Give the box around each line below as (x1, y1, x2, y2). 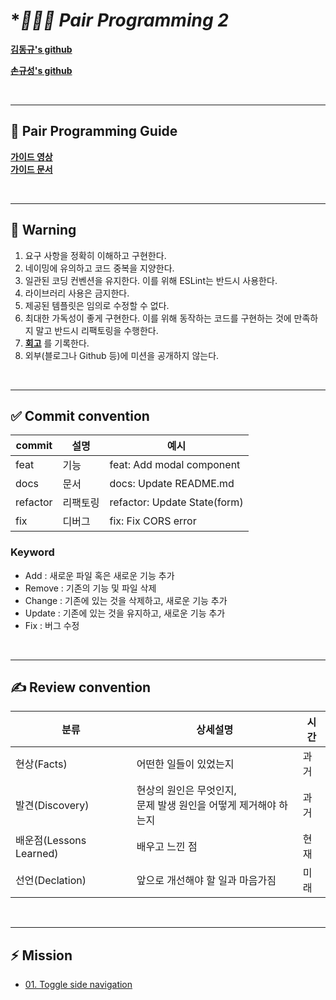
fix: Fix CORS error (109, 514, 197, 528)
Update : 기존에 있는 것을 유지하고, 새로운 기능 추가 (24, 607, 226, 619)
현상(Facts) (15, 757, 68, 771)
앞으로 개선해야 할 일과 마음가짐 (136, 874, 277, 888)
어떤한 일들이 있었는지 (136, 757, 235, 771)
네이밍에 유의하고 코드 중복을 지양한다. (24, 262, 175, 274)
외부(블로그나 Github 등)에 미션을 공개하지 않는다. (24, 349, 220, 361)
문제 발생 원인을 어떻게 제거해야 (136, 799, 277, 813)
